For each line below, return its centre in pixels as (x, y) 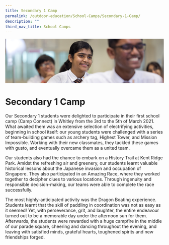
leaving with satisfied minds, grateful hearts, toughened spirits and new (79, 231)
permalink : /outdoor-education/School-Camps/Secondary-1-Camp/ (73, 16)
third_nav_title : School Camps (38, 27)
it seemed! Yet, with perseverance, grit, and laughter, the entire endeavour (82, 210)
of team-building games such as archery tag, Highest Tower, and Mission (81, 137)
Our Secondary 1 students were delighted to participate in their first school (82, 115)
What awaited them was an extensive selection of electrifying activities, (79, 127)
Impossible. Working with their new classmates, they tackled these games (82, 142)
